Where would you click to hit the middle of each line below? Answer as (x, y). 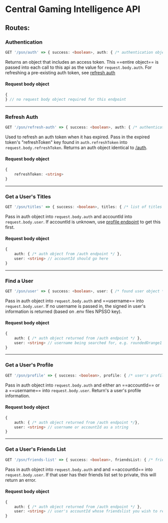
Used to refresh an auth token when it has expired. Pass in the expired (77, 137)
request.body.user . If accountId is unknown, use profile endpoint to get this (83, 222)
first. (10, 227)
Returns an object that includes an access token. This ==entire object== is (82, 62)
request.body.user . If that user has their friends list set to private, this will (81, 474)
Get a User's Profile (29, 365)
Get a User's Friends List (35, 449)
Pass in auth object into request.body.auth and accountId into (69, 216)
